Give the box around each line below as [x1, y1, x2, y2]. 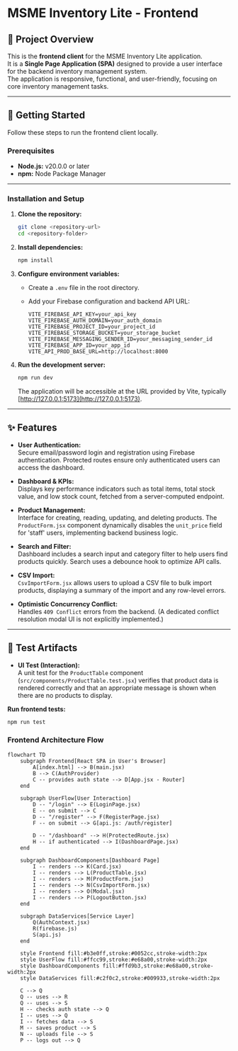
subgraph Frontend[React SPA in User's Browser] [20, 757, 166, 764]
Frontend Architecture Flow [7, 735, 104, 745]
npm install [17, 257, 53, 264]
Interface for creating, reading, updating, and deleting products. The [17, 513, 217, 522]
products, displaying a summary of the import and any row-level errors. [17, 586, 227, 594]
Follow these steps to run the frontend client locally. [7, 128, 159, 136]
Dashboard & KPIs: [17, 477, 74, 485]
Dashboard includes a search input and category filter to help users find [17, 550, 228, 558]
